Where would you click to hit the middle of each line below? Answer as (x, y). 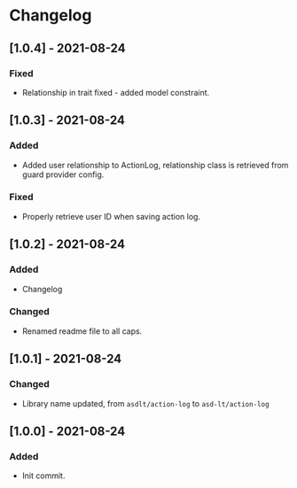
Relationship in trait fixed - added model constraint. (116, 92)
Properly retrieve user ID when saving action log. (111, 216)
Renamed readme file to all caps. (82, 331)
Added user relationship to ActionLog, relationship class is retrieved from (155, 165)
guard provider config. (63, 174)
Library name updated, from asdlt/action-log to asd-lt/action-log (145, 403)
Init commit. (43, 476)
